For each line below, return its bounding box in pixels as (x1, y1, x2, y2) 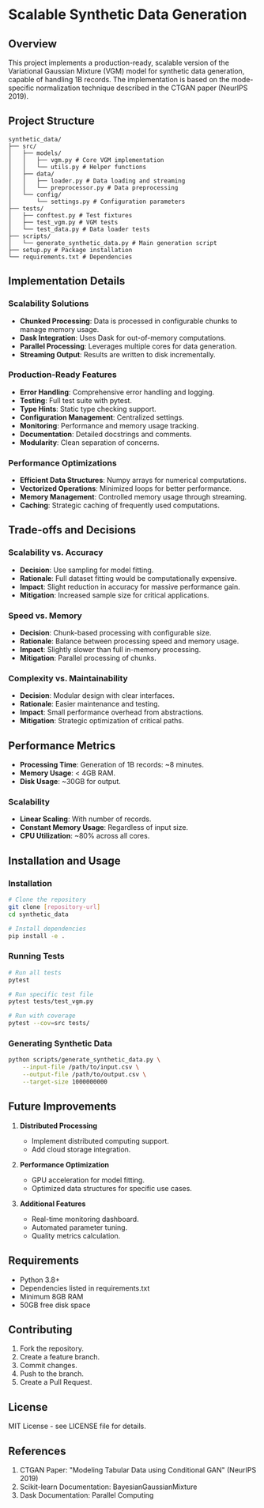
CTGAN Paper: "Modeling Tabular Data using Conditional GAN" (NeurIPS (19, 1465, 257, 1475)
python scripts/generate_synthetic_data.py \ (8, 1056, 160, 1064)
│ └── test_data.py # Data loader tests (8, 225, 150, 233)
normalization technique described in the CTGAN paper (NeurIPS (36, 83, 248, 92)
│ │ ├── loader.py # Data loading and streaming (8, 176, 186, 185)
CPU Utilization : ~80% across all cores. (19, 831, 150, 841)
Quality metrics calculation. (31, 1231, 121, 1240)
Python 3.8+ (19, 1275, 61, 1284)
